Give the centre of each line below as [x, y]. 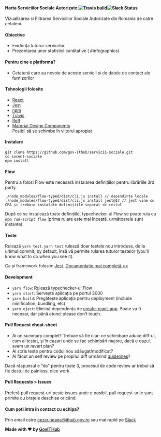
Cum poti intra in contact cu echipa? [42, 409]
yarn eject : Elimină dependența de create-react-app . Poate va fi [76, 308]
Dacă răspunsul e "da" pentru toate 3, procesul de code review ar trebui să [80, 366]
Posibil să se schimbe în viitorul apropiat [52, 131]
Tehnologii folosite [24, 89]
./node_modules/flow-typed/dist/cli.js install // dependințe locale [77, 196]
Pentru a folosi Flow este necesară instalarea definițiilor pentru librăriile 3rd [80, 182]
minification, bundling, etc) [39, 303]
